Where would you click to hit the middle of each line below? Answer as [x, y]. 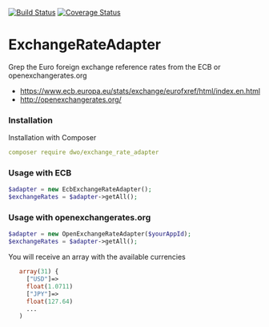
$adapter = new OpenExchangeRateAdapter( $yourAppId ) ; [100, 234]
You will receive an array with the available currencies [97, 257]
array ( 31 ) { [39, 272]
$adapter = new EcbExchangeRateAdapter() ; [80, 190]
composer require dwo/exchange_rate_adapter [84, 152]
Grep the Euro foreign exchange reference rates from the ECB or [114, 67]
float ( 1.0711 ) [50, 286]
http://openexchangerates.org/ [70, 99]
